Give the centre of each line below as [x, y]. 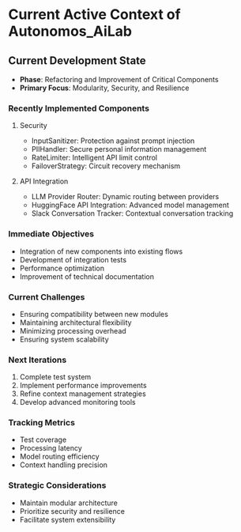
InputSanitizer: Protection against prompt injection [113, 141]
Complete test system [55, 377]
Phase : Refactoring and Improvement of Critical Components [119, 79]
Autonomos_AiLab [70, 31]
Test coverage [43, 440]
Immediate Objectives [51, 234]
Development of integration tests [73, 259]
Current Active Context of [94, 15]
